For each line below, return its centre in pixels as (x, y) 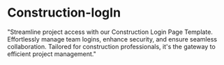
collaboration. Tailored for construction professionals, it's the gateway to (112, 46)
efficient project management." (52, 54)
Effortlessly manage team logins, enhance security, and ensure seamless (112, 39)
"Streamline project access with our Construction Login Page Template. (110, 32)
